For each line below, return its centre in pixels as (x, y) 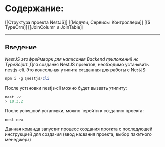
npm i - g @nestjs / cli (27, 78)
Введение (21, 47)
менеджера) (18, 140)
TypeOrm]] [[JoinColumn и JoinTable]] (44, 27)
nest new (14, 120)
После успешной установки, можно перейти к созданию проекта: (74, 111)
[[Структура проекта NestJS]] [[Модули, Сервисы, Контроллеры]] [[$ (78, 22)
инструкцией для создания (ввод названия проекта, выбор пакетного (79, 134)
